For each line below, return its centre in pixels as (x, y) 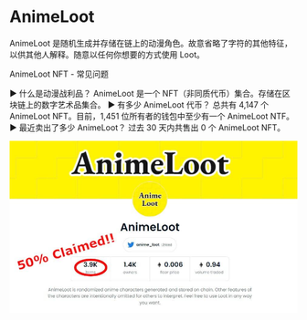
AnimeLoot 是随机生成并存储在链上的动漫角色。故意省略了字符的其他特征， (151, 43)
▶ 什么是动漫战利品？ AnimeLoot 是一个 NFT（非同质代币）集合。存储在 (146, 93)
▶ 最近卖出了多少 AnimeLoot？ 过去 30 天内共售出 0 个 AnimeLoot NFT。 (148, 127)
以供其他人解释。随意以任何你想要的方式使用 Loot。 (107, 54)
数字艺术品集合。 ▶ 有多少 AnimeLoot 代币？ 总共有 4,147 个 (155, 104)
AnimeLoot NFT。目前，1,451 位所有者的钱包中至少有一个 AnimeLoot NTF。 (152, 116)
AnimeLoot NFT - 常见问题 (59, 74)
